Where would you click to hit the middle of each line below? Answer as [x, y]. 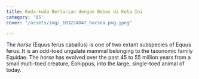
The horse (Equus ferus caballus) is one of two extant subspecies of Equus [99, 45]
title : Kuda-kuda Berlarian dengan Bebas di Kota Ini [75, 12]
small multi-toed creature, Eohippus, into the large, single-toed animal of [95, 64]
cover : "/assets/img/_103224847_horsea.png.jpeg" [69, 23]
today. [14, 70]
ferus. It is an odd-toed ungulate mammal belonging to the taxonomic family [99, 51]
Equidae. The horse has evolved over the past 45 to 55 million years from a [99, 58]
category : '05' [25, 17]
